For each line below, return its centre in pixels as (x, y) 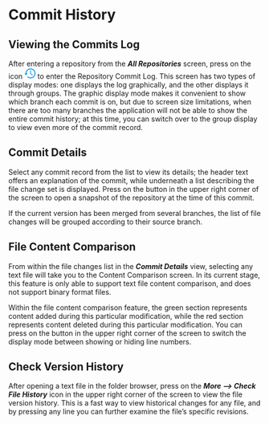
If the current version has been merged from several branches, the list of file (134, 213)
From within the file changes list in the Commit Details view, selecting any (131, 266)
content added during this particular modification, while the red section (126, 316)
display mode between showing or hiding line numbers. (100, 341)
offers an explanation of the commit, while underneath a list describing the (131, 180)
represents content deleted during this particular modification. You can (125, 324)
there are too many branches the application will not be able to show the (128, 110)
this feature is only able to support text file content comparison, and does (130, 283)
